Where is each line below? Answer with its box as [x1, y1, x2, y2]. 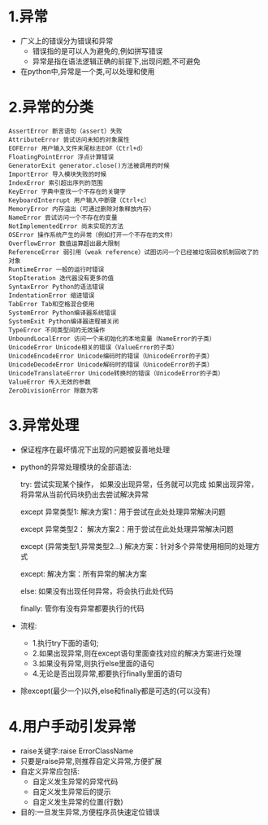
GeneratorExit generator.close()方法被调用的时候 [8, 161, 171, 169]
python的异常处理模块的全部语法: [19, 462, 132, 472]
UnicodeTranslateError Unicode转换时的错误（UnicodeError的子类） [8, 369, 225, 377]
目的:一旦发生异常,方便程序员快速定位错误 [19, 807, 160, 817]
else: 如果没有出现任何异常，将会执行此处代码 [19, 586, 174, 595]
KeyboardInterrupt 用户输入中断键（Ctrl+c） [8, 196, 150, 204]
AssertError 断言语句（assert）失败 [8, 127, 123, 135]
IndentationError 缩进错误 [8, 291, 95, 300]
